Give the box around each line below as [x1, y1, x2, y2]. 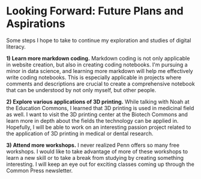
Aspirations [6, 17, 65, 31]
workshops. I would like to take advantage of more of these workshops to [6, 148, 188, 155]
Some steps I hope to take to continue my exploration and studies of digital [6, 37, 191, 44]
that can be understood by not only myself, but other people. [6, 86, 157, 93]
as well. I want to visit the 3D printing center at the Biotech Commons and [6, 111, 188, 118]
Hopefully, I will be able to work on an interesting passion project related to [6, 123, 191, 131]
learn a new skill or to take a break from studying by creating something [6, 154, 184, 161]
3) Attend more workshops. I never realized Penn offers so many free [6, 141, 180, 148]
